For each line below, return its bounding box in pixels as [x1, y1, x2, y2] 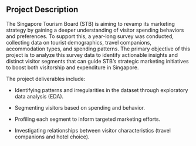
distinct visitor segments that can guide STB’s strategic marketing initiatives [6, 57, 189, 64]
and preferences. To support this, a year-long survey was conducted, [6, 32, 174, 40]
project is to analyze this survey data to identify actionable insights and [6, 51, 178, 58]
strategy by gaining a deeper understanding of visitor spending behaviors [6, 26, 184, 33]
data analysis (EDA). [14, 93, 64, 100]
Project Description [6, 5, 79, 15]
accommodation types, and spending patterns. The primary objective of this [6, 45, 191, 52]
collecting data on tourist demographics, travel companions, [6, 39, 151, 46]
